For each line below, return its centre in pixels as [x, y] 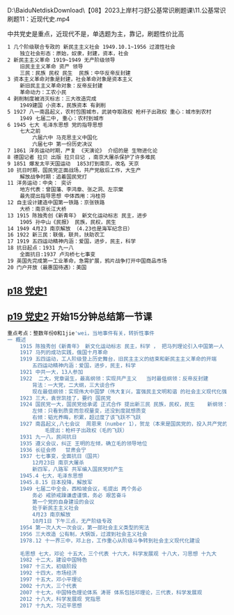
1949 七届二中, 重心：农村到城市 [62, 118]
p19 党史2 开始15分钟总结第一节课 [80, 317]
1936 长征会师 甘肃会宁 [53, 450]
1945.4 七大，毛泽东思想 [52, 476]
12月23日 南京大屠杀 [58, 463]
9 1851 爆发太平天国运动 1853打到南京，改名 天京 [73, 164]
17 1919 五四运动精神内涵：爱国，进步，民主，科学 [72, 242]
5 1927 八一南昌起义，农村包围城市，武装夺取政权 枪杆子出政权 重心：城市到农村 [109, 112]
